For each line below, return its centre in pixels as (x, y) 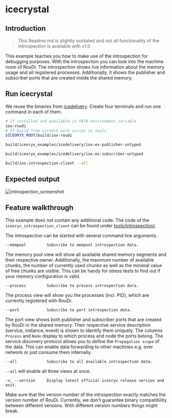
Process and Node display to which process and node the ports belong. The (84, 336)
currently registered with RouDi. (39, 301)
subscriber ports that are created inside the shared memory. (69, 78)
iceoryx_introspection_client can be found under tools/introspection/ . (81, 225)
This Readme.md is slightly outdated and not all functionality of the (89, 41)
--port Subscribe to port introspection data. (69, 310)
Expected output (33, 179)
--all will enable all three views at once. (48, 371)
